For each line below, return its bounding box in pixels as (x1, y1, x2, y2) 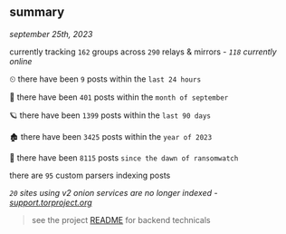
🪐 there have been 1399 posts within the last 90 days (9, 110, 211, 121)
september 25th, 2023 (9, 28, 93, 39)
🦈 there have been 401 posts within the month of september (9, 92, 229, 102)
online (9, 55, 33, 66)
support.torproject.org (9, 197, 92, 208)
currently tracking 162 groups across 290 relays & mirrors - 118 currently (9, 46, 278, 57)
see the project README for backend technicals (31, 214, 211, 225)
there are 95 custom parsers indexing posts (9, 170, 171, 180)
